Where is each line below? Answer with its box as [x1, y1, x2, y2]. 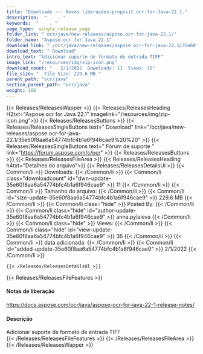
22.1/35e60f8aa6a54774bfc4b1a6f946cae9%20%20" [6, 136, 141, 143]
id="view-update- [68, 226, 113, 233]
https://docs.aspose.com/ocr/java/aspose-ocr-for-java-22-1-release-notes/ [6, 301, 195, 309]
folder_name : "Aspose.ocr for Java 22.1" [6, 37, 112, 43]
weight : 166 [6, 88, 36, 94]
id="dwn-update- [67, 175, 111, 182]
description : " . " [6, 14, 66, 21]
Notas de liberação [6, 288, 55, 295]
